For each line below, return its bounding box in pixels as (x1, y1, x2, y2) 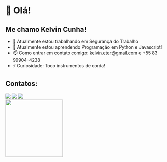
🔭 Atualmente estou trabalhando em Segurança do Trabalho (12, 38, 138, 44)
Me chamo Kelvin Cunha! (5, 25, 87, 34)
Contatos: (5, 79, 38, 88)
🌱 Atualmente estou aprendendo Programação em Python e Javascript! (12, 44, 162, 50)
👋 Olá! (5, 5, 31, 16)
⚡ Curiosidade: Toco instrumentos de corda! (12, 63, 105, 68)
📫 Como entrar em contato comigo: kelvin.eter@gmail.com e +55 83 (12, 50, 158, 56)
